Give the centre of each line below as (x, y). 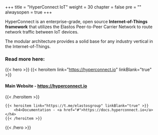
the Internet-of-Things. (28, 46)
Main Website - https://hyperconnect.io (46, 86)
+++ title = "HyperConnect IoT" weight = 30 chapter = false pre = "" (73, 7)
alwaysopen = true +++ (29, 12)
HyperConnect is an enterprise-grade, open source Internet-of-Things (76, 22)
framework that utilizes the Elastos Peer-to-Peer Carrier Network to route (79, 27)
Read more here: (25, 59)
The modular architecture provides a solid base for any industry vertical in (79, 41)
